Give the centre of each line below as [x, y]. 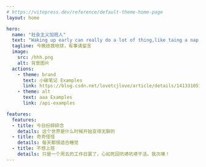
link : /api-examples [49, 103]
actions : [23, 69]
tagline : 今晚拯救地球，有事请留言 [52, 46]
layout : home [23, 18]
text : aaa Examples [47, 98]
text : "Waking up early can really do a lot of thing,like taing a [100, 41]
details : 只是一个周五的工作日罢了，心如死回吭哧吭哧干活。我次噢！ [94, 154]
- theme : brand [37, 74]
